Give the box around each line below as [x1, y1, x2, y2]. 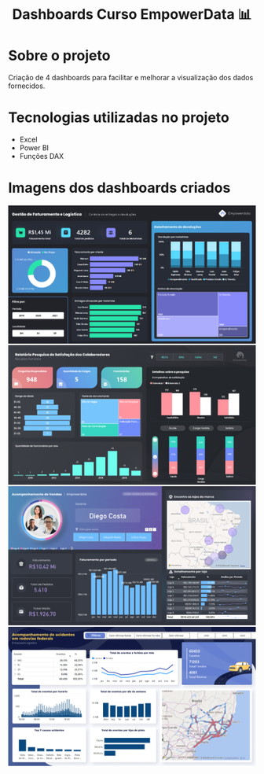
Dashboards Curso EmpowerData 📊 [12, 6, 252, 24]
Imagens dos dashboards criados [8, 179, 231, 197]
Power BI [19, 143, 49, 153]
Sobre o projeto [8, 47, 111, 64]
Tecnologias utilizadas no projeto [8, 109, 230, 127]
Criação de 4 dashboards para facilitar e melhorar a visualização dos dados [8, 73, 254, 83]
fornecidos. [8, 81, 46, 90]
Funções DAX [19, 152, 64, 161]
